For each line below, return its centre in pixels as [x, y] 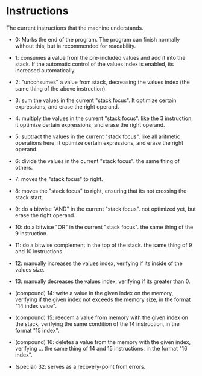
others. [24, 167]
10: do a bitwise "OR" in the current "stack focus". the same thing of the [104, 227]
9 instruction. [31, 233]
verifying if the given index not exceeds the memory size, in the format [103, 299]
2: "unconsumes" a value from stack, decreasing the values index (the [102, 82]
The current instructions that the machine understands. [75, 28]
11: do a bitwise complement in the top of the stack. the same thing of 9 [103, 245]
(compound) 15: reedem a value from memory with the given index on [102, 317]
